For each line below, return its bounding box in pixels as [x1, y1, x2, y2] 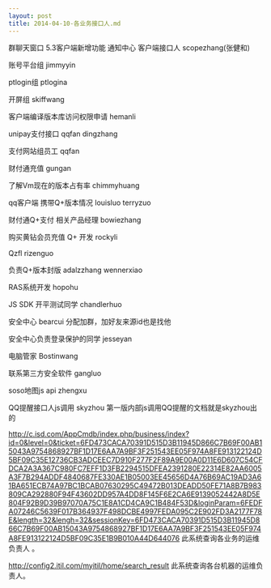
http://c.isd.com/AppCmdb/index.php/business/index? [8, 428, 190, 438]
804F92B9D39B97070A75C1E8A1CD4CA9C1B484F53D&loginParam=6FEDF [8, 497, 263, 507]
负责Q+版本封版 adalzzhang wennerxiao [8, 265, 143, 275]
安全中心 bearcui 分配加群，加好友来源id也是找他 [8, 317, 171, 326]
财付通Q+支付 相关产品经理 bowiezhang [8, 215, 142, 224]
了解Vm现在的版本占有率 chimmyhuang [8, 180, 140, 190]
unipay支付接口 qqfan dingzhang [8, 129, 118, 138]
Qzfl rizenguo [8, 248, 54, 258]
